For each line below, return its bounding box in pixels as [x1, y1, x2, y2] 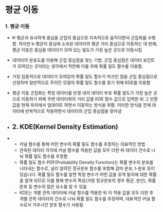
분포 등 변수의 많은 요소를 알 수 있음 [19, 184, 87, 190]
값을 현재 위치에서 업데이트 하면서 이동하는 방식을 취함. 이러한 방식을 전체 [12, 102, 151, 108]
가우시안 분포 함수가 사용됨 [32, 202, 84, 208]
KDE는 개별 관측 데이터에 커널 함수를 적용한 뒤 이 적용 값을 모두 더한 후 [19, 190, 154, 196]
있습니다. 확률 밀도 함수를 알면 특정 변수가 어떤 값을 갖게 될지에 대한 [19, 172, 148, 178]
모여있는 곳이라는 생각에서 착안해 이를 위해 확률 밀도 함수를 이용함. [17, 64, 144, 69]
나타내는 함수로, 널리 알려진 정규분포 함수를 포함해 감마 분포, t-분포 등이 [19, 165, 155, 171]
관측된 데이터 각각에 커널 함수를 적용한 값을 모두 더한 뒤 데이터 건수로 [19, 147, 151, 153]
